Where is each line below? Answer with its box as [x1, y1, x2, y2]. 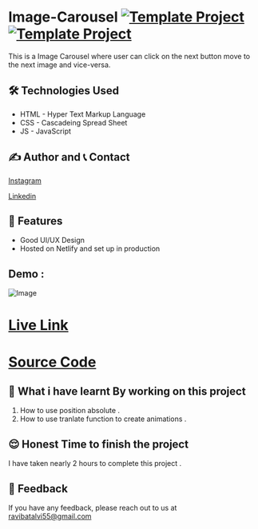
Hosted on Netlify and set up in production [19, 244, 161, 253]
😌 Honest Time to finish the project [8, 437, 189, 451]
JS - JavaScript [19, 126, 72, 136]
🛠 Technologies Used [8, 84, 120, 97]
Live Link [8, 316, 69, 335]
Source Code [8, 352, 97, 371]
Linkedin [8, 191, 37, 201]
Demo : [8, 267, 45, 280]
